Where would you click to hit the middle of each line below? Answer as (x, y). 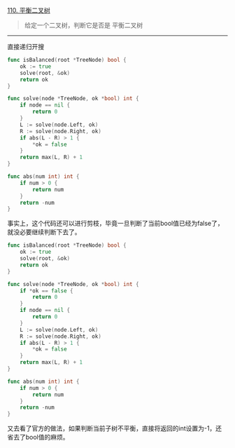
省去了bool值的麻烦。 (38, 437)
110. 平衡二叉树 (29, 10)
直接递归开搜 (26, 47)
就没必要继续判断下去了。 (44, 232)
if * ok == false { (47, 291)
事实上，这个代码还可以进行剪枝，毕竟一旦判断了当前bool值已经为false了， (115, 224)
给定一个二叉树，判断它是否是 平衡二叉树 (84, 25)
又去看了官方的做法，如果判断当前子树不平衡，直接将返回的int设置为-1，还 (115, 428)
